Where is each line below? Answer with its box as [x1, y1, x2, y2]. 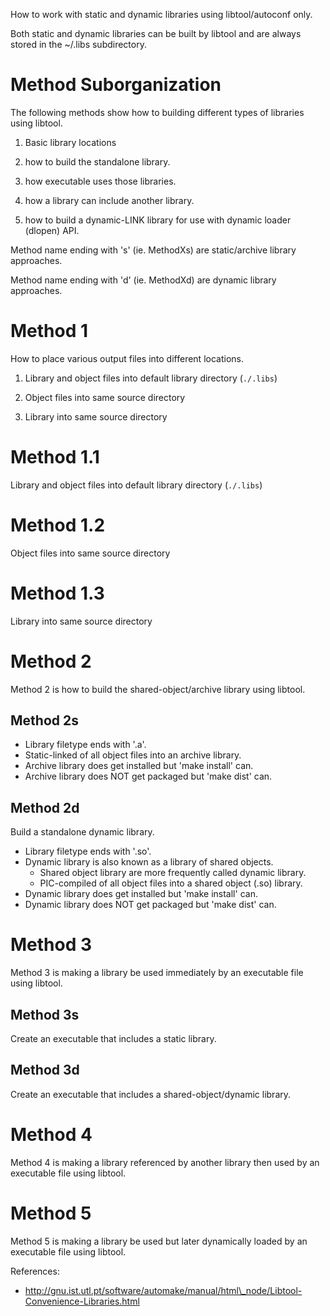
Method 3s [10, 1006, 80, 1023]
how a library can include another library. [24, 194, 195, 206]
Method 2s [10, 712, 79, 729]
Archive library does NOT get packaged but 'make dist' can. [24, 770, 273, 783]
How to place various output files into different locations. [10, 352, 244, 364]
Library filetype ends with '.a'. [24, 739, 147, 751]
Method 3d [10, 1062, 80, 1079]
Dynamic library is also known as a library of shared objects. [24, 856, 274, 868]
